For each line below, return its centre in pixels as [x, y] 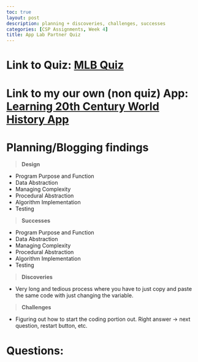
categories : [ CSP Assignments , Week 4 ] [57, 29]
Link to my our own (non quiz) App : [97, 93]
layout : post [23, 18]
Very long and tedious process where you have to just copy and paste [103, 289]
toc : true [19, 12]
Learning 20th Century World [83, 106]
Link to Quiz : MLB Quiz [65, 65]
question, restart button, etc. [51, 326]
